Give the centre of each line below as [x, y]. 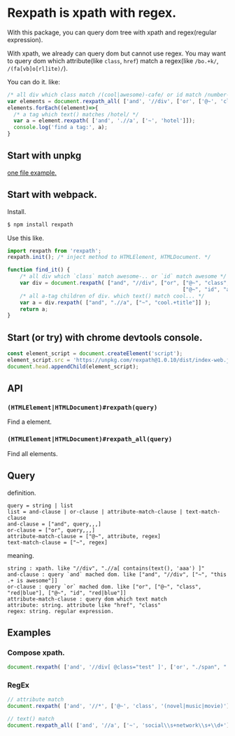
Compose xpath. [36, 653]
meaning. [21, 555]
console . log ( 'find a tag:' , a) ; [61, 128]
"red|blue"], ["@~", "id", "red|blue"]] [67, 593]
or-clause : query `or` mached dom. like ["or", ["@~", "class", [104, 587]
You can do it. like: [34, 81]
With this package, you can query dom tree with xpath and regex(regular [112, 32]
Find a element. [30, 422]
